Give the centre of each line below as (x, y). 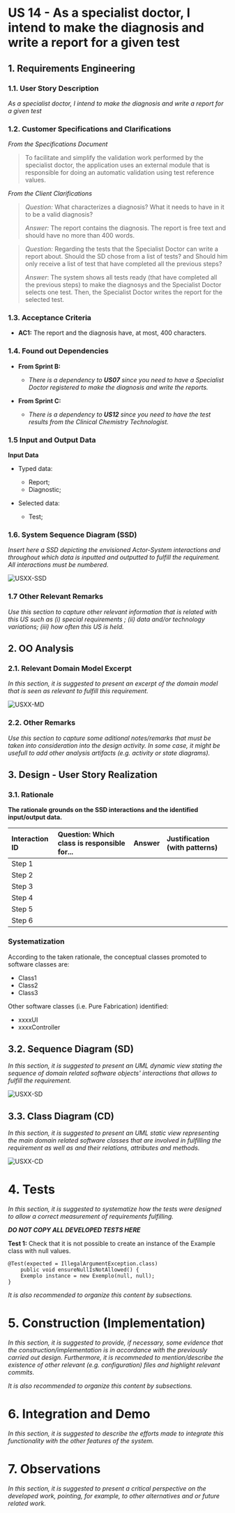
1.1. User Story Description (54, 88)
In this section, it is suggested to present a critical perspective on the (107, 1489)
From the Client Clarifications (50, 194)
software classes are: (39, 964)
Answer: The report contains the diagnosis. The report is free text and (125, 228)
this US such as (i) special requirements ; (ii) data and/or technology (106, 619)
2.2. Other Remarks (42, 723)
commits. (21, 1373)
